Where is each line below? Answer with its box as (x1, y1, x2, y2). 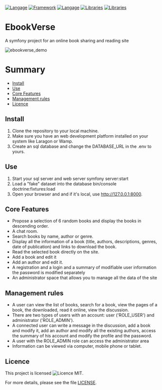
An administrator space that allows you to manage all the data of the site (12, 275, 157, 281)
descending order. (12, 223, 49, 229)
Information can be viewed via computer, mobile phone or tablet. (12, 343, 142, 349)
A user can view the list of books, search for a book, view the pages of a (12, 302, 158, 308)
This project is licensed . (5, 370, 84, 376)
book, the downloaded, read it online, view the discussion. (12, 307, 129, 313)
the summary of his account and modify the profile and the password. (12, 333, 152, 339)
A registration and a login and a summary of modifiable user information (12, 265, 157, 270)
